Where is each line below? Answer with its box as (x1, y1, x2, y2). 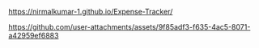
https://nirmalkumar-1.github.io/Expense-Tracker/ (8, 7, 173, 16)
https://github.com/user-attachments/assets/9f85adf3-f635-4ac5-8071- (8, 22, 251, 31)
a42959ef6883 (8, 31, 59, 40)
